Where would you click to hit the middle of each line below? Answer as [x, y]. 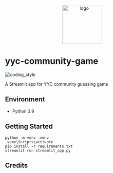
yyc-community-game [52, 61]
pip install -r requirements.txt [39, 146]
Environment [25, 99]
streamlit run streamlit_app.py [38, 151]
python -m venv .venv [27, 138]
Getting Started [29, 126]
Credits [17, 165]
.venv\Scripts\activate [29, 142]
